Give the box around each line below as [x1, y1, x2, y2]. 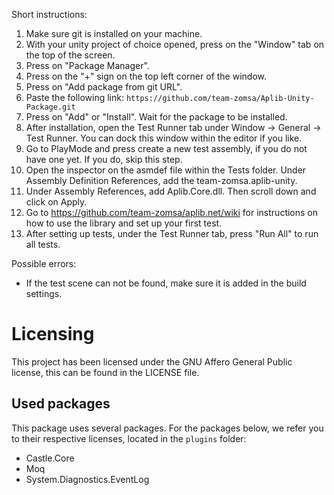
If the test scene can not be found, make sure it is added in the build [25, 277, 307, 289]
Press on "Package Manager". [25, 60, 150, 71]
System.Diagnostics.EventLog [25, 473, 150, 485]
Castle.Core [25, 452, 75, 464]
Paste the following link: [25, 92, 124, 103]
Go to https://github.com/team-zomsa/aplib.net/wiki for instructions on [25, 207, 319, 218]
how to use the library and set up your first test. [25, 217, 223, 229]
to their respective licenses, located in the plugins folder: [11, 432, 247, 444]
